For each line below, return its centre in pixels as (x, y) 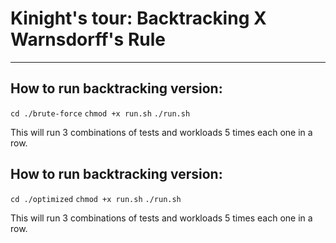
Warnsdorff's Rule (88, 39)
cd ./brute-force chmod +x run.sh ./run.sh (100, 113)
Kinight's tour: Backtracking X (138, 18)
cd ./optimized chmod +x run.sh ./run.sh (96, 199)
